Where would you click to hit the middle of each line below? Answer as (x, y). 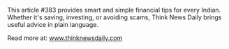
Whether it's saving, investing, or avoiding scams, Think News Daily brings (114, 17)
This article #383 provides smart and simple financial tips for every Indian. (114, 10)
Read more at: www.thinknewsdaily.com (65, 38)
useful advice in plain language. (53, 24)
